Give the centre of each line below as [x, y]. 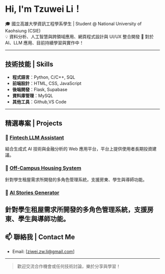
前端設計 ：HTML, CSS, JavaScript [47, 83]
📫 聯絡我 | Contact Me [40, 237]
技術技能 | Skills [29, 64]
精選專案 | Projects [34, 123]
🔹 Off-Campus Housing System [43, 168]
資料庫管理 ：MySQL [32, 95]
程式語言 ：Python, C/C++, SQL [43, 77]
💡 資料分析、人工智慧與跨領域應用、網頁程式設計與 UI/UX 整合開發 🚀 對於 [79, 36]
